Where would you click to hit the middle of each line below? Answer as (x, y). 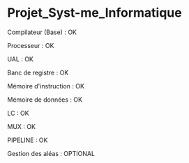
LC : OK (18, 113)
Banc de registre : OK (38, 72)
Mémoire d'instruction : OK (46, 86)
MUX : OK (22, 126)
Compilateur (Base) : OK (42, 32)
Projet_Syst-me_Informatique (95, 13)
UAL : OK (20, 59)
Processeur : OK (31, 45)
